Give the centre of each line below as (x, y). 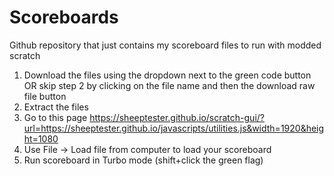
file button (45, 96)
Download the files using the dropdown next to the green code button (167, 75)
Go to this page (55, 117)
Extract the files (56, 107)
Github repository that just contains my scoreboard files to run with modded (165, 45)
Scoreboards (64, 17)
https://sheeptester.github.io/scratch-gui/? (177, 117)
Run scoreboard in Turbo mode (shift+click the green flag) (143, 160)
